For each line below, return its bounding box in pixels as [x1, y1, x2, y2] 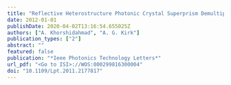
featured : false [7, 49, 54, 56]
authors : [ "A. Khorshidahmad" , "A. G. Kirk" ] [7, 29, 140, 36]
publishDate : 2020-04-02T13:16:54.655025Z [7, 23, 131, 29]
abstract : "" [7, 42, 45, 49]
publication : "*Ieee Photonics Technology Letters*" [7, 55, 162, 62]
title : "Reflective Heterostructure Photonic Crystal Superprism [7, 10, 198, 17]
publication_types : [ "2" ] [7, 36, 81, 42]
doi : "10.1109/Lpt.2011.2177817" [7, 67, 103, 74]
